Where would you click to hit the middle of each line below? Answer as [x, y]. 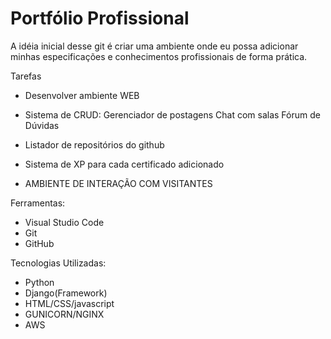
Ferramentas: [38, 203]
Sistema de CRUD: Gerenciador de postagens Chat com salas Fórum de [172, 114]
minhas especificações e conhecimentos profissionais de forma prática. [159, 56]
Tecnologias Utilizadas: [58, 263]
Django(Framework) [66, 293]
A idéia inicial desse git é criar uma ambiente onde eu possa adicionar [154, 46]
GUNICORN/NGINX [64, 314]
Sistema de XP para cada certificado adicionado [124, 164]
